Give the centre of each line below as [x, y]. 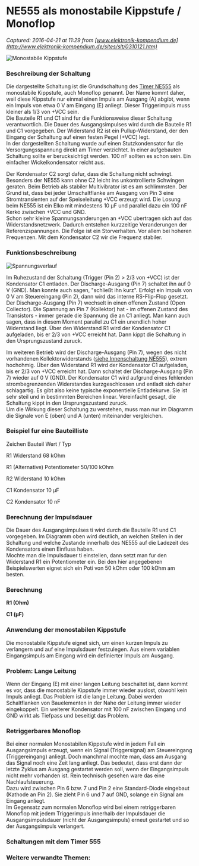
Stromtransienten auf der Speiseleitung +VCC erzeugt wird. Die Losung [94, 199]
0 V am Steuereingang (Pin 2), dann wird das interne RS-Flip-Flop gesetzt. [97, 296]
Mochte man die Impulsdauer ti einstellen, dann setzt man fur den [87, 555]
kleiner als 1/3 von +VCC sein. [42, 112]
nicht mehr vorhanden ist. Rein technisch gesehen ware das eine [86, 775]
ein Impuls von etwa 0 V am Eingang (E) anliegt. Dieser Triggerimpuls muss [98, 105]
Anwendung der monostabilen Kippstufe [66, 630]
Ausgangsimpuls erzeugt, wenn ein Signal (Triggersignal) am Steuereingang [99, 750]
